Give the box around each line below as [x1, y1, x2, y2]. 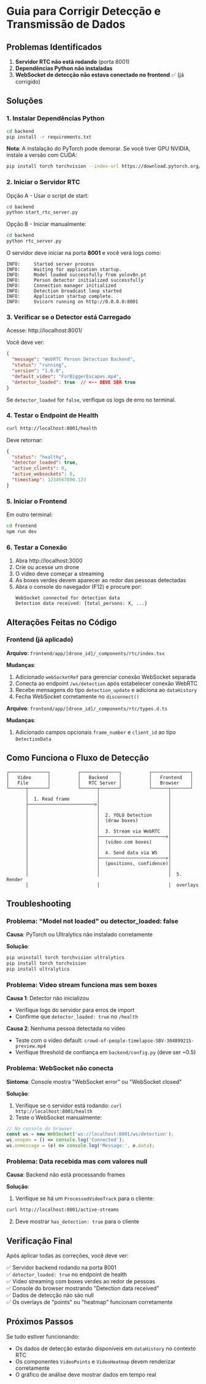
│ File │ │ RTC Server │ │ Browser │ [6, 780, 193, 786]
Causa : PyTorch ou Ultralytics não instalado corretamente [6, 931, 153, 938]
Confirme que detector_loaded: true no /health [15, 1013, 139, 1021]
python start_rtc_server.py [6, 209, 78, 216]
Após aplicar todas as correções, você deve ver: [6, 1252, 129, 1259]
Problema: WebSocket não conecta [6, 1064, 113, 1073]
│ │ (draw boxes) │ [25, 817, 172, 823]
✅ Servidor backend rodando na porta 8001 [6, 1264, 116, 1272]
